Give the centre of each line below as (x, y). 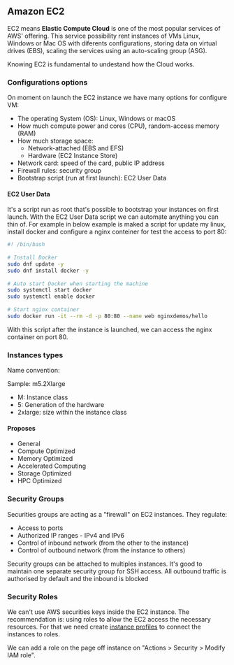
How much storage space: (55, 141)
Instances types (35, 355)
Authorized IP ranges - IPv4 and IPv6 (71, 535)
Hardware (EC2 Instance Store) (73, 156)
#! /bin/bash (26, 245)
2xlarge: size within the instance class (72, 413)
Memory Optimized (45, 459)
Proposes (22, 428)
